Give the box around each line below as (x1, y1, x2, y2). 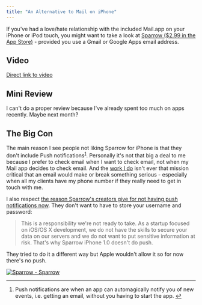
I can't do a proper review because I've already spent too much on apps (6, 104, 185, 112)
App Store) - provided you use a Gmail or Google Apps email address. (6, 38, 179, 45)
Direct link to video (6, 71, 53, 79)
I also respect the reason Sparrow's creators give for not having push (6, 195, 179, 202)
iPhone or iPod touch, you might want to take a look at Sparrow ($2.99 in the (6, 31, 196, 39)
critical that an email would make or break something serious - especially (6, 171, 188, 178)
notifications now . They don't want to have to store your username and (6, 202, 182, 209)
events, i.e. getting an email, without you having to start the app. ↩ (14, 292, 182, 299)
